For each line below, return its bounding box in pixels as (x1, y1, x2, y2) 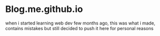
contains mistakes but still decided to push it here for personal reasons (5, 25, 154, 31)
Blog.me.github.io (5, 3, 83, 15)
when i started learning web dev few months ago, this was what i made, (5, 20, 156, 26)
